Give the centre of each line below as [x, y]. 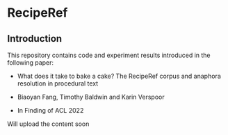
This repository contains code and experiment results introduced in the [109, 55]
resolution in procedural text [58, 84]
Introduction [35, 39]
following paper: [31, 63]
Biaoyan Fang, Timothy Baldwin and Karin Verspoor [91, 97]
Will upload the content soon [48, 124]
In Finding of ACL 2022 [50, 110]
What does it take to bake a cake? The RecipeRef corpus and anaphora [119, 76]
